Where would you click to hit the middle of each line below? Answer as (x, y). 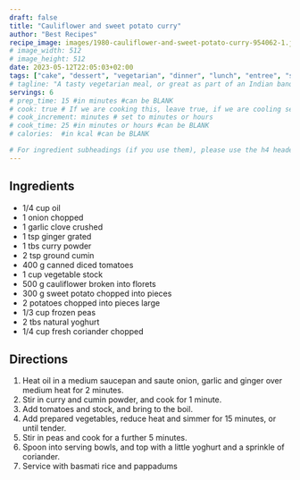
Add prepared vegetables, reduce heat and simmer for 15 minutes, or (149, 419)
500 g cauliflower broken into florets (89, 283)
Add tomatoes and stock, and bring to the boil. (108, 409)
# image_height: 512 (48, 59)
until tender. (44, 428)
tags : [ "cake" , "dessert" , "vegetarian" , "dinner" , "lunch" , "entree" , (146, 76)
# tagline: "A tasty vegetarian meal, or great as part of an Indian (142, 84)
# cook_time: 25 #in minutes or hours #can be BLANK (109, 126)
